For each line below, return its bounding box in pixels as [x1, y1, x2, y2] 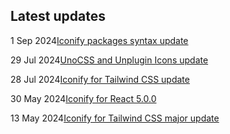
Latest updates [10, 8, 106, 25]
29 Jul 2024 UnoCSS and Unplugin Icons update [10, 54, 209, 66]
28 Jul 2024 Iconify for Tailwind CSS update [10, 73, 190, 85]
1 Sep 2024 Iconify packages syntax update [10, 34, 189, 46]
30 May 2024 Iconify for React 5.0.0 [10, 92, 157, 104]
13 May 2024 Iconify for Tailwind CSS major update [10, 112, 220, 124]
